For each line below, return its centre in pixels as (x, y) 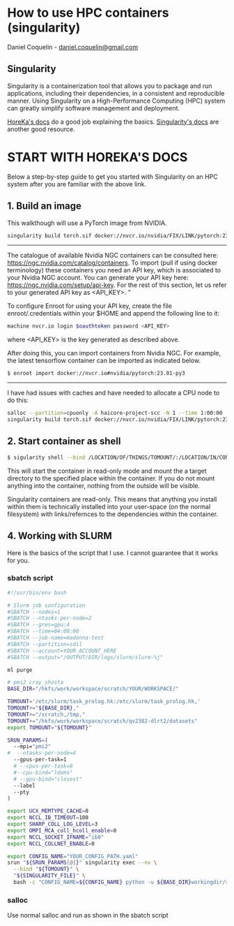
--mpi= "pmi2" (32, 747)
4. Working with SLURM (60, 536)
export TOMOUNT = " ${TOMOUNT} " (49, 728)
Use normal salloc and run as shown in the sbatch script (88, 916)
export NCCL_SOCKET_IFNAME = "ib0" (56, 837)
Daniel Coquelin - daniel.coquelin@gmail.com (72, 47)
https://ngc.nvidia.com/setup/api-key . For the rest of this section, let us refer (117, 285)
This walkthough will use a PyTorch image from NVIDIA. (87, 223)
